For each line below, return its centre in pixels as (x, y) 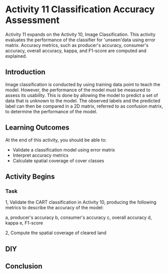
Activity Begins (30, 176)
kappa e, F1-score (24, 223)
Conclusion (24, 266)
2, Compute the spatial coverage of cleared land (56, 233)
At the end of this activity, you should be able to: (56, 140)
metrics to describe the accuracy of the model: (54, 208)
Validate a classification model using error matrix (64, 150)
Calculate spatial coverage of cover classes (58, 160)
